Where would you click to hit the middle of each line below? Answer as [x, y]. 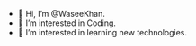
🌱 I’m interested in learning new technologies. [102, 32]
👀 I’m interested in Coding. [67, 23]
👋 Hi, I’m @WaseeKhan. [62, 14]
